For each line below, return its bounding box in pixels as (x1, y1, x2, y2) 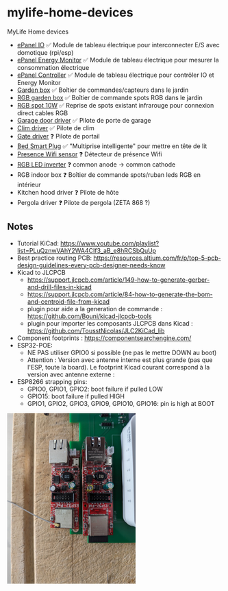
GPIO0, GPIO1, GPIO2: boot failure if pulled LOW (27, 385, 163, 393)
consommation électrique (16, 63, 90, 71)
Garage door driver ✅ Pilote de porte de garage (16, 116, 151, 124)
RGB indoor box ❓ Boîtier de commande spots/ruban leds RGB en (16, 170, 201, 179)
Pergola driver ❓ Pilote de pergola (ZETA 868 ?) (16, 198, 151, 206)
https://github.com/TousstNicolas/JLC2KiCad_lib (27, 326, 165, 335)
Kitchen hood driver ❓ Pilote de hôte (16, 188, 119, 196)
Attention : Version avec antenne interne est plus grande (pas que (27, 355, 213, 364)
